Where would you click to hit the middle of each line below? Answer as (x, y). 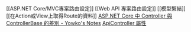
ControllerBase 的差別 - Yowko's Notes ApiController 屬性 (76, 23)
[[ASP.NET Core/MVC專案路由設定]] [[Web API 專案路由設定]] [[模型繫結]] (96, 8)
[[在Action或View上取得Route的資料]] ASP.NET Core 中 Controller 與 (89, 16)
